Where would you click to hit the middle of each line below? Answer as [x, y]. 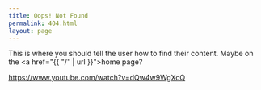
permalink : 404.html [43, 23]
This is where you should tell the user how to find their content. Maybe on [131, 54]
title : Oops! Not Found [48, 16]
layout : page [30, 31]
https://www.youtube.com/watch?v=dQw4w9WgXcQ [97, 78]
